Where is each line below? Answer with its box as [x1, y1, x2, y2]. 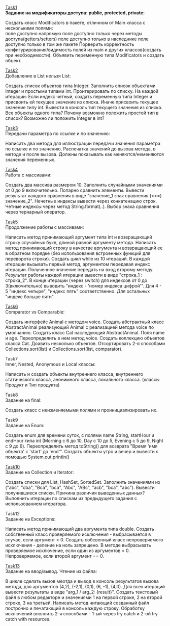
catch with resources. [5, 616, 51, 622]
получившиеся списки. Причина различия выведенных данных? [5, 490, 145, 496]
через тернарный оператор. [5, 209, 66, 215]
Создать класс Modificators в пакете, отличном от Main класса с [5, 20, 146, 25]
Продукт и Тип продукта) [5, 382, 60, 388]
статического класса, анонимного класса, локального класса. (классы [5, 377, 160, 382]
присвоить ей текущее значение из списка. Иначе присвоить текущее [5, 99, 158, 105]
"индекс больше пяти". [5, 294, 55, 300]
